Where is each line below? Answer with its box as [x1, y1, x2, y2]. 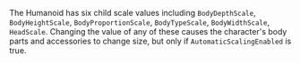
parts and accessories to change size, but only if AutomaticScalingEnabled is [9, 35, 292, 46]
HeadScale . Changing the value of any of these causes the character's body [9, 27, 287, 36]
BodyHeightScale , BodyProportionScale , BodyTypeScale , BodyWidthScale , [9, 17, 270, 28]
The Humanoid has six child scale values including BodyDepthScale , [9, 8, 257, 18]
